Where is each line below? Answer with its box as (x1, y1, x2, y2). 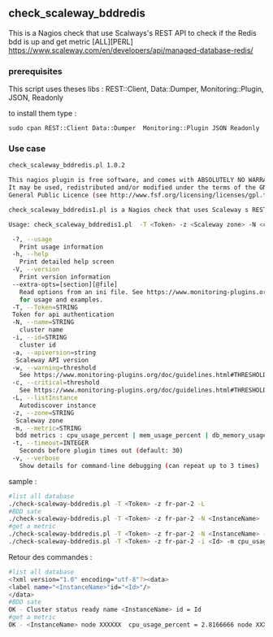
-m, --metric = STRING (11, 424, 82, 432)
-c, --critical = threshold (11, 379, 100, 387)
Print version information (19, 273, 111, 281)
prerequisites (8, 65, 63, 76)
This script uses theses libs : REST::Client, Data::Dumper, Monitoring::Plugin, (8, 84, 264, 94)
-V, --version (11, 266, 60, 274)
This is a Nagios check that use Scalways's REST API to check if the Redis (8, 28, 258, 37)
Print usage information (19, 243, 104, 251)
